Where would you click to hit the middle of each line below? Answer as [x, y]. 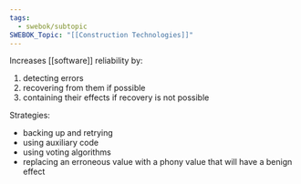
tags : [20, 18]
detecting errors [53, 78]
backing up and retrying [68, 133]
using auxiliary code [60, 143]
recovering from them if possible [84, 88]
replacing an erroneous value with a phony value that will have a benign [157, 162]
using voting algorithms [67, 152]
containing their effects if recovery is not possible [116, 97]
